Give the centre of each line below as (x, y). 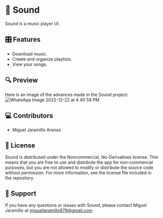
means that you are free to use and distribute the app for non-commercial (79, 162)
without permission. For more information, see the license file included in (78, 173)
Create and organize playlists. (42, 59)
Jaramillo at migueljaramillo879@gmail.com (49, 210)
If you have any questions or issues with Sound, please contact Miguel (76, 205)
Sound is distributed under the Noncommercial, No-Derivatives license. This (82, 157)
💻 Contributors (29, 115)
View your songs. (30, 64)
